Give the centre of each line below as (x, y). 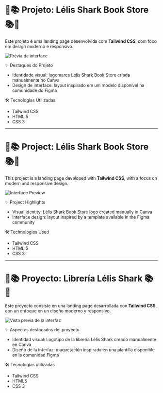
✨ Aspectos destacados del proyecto (42, 329)
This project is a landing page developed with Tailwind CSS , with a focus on (81, 178)
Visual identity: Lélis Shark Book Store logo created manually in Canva (82, 212)
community (23, 222)
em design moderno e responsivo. (39, 46)
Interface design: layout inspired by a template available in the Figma (81, 217)
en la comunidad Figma (35, 355)
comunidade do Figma (34, 90)
